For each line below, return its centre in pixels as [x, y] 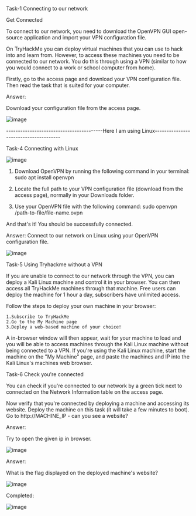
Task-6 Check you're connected [45, 374]
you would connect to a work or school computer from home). [81, 68]
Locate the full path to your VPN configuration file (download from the [99, 189]
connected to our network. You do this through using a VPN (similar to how [97, 61]
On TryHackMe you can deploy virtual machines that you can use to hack [94, 49]
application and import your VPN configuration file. [85, 37]
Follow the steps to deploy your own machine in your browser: [81, 306]
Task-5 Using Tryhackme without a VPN [54, 264]
